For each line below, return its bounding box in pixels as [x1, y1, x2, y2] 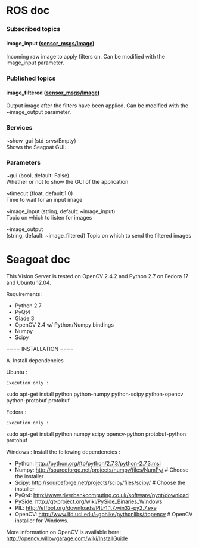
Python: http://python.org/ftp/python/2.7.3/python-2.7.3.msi [14, 460, 161, 467]
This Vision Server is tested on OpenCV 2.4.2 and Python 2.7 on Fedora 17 [6, 272, 189, 279]
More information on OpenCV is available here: [6, 528, 121, 535]
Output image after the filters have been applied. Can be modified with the [6, 102, 189, 109]
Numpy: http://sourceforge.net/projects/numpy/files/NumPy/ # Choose [14, 466, 189, 473]
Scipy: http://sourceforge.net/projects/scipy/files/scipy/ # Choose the [14, 479, 186, 486]
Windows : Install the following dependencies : [6, 448, 120, 455]
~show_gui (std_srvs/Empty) [6, 137, 76, 144]
